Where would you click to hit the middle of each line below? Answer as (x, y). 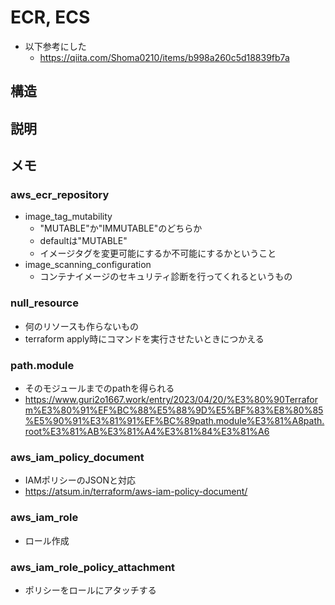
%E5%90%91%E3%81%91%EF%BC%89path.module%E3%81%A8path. (174, 420)
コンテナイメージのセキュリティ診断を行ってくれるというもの (166, 277)
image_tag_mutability (68, 217)
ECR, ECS (50, 17)
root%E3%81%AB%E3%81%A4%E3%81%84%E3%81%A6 (147, 431)
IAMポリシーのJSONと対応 (80, 480)
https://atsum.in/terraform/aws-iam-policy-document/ (136, 492)
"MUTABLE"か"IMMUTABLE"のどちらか (121, 228)
